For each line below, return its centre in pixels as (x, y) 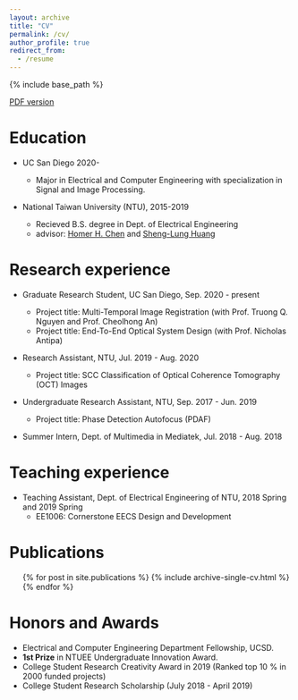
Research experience (90, 270)
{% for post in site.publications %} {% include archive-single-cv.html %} (156, 577)
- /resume (35, 59)
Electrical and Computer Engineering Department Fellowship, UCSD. (148, 647)
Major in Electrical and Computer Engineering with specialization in (159, 180)
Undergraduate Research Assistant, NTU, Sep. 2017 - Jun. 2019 (140, 401)
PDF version (32, 102)
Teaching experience (89, 472)
